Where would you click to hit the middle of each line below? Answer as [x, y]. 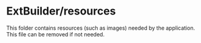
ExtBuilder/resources [61, 11]
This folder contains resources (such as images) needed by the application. [101, 28]
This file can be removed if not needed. [56, 34]
